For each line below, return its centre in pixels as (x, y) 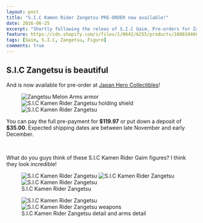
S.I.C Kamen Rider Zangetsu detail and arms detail (84, 213)
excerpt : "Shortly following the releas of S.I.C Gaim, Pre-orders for (98, 29)
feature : (17, 35)
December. (20, 134)
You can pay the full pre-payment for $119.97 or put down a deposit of (94, 121)
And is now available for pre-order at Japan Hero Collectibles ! (83, 85)
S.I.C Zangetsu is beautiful (57, 70)
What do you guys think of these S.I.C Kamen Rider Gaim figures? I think (96, 158)
